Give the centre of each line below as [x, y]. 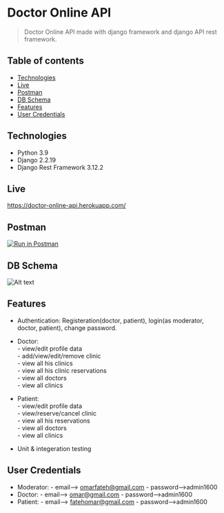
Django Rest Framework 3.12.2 [60, 167]
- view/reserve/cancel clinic [57, 413]
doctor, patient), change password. [67, 328]
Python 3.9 [33, 153]
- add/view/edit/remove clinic [59, 356]
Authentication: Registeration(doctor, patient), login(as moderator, [111, 320]
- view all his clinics [45, 363]
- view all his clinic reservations [62, 370]
